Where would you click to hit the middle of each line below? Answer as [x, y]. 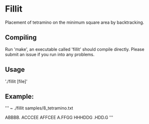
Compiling [21, 38]
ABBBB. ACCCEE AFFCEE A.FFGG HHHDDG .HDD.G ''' [59, 118]
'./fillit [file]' [16, 81]
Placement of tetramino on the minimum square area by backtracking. [74, 22]
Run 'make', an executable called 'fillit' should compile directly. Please [75, 49]
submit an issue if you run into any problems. [50, 54]
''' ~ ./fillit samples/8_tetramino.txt [39, 108]
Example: [19, 96]
